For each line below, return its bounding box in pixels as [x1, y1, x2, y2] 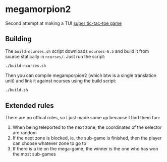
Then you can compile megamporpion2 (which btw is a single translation [5, 72, 157, 78]
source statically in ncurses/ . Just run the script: [5, 53, 105, 59]
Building [5, 35, 32, 43]
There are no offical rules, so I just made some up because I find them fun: [5, 115, 160, 121]
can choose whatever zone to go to [12, 140, 87, 146]
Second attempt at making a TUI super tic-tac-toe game [5, 20, 122, 26]
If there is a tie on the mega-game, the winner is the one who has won [12, 146, 158, 152]
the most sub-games [12, 151, 57, 157]
